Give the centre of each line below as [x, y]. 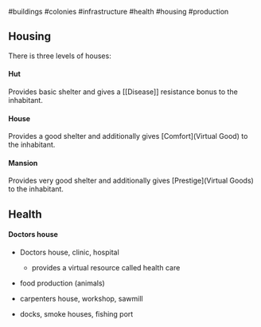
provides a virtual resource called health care [106, 268]
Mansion [23, 163]
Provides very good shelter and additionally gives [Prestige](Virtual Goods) [131, 181]
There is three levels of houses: [60, 56]
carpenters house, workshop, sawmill [81, 299]
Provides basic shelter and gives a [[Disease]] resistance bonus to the [123, 92]
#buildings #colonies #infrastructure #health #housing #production [119, 12]
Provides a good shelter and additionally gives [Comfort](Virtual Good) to [128, 136]
